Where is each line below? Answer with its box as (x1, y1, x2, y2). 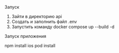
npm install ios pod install (4, 43, 56, 48)
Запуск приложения (4, 34, 47, 39)
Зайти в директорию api (11, 14, 62, 19)
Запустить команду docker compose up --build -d (11, 24, 115, 30)
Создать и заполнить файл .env (11, 19, 77, 24)
